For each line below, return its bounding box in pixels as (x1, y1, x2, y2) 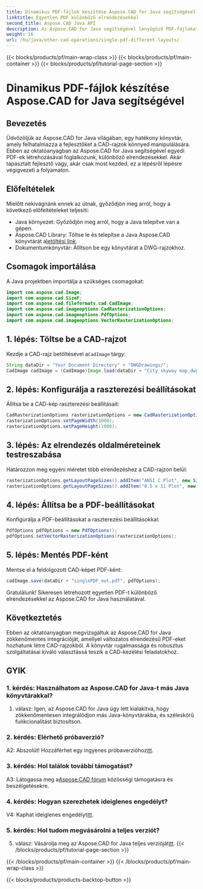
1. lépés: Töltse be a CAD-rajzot (6, 334, 127, 345)
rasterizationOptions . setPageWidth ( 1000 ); (6, 418, 115, 424)
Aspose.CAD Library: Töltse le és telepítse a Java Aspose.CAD (14, 231, 170, 238)
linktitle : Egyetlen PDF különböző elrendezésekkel (6, 15, 139, 21)
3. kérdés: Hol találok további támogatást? (6, 762, 133, 770)
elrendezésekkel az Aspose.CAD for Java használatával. (6, 595, 146, 603)
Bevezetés (6, 118, 47, 128)
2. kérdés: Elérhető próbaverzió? (6, 733, 105, 742)
